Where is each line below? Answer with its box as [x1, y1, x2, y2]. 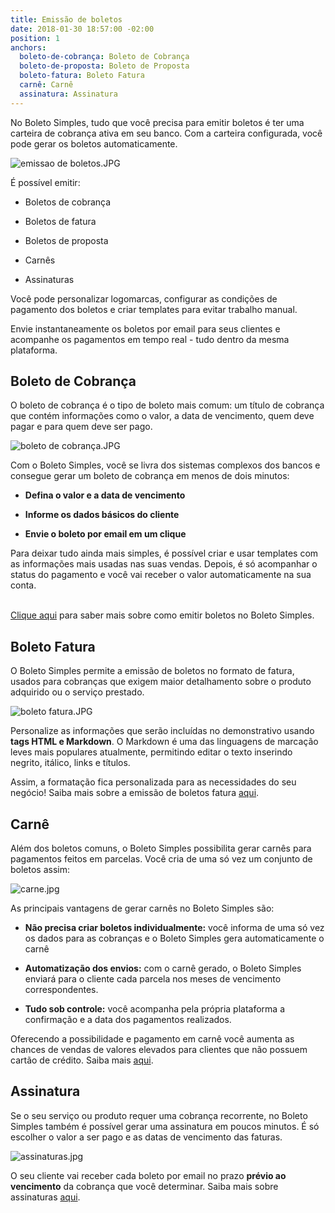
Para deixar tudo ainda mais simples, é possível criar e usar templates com [10, 547, 319, 560]
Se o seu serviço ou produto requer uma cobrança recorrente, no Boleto [10, 1109, 308, 1121]
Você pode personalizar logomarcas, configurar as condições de [10, 292, 278, 305]
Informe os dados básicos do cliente [24, 509, 180, 521]
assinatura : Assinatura [19, 89, 118, 99]
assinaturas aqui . [10, 1191, 81, 1203]
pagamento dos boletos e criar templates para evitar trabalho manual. [10, 303, 298, 315]
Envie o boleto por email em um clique [24, 528, 187, 540]
